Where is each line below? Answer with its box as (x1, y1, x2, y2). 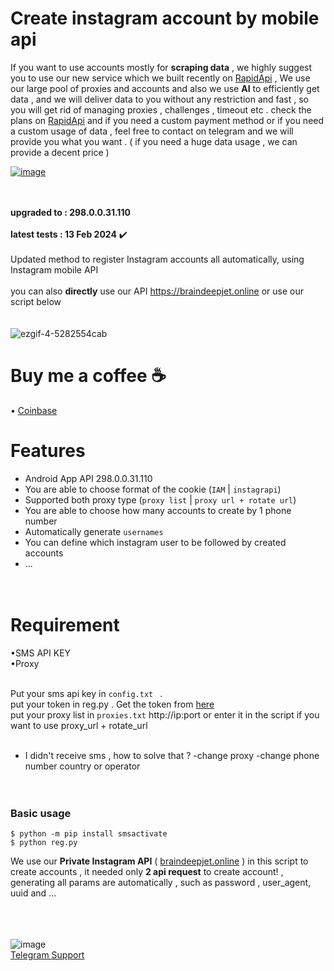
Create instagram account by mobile (10, 7, 320, 30)
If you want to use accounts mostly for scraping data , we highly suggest (10, 61, 313, 73)
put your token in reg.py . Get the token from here (10, 698, 215, 710)
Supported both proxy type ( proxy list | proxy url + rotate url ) (24, 493, 297, 506)
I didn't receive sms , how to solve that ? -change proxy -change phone (24, 749, 320, 761)
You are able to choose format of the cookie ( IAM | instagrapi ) (24, 483, 282, 495)
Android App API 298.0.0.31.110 (24, 472, 153, 484)
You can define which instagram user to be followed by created (24, 536, 287, 548)
